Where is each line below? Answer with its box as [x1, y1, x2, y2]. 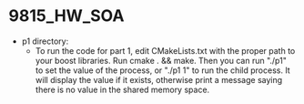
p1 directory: [21, 36, 69, 47]
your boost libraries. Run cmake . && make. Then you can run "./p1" [35, 55, 288, 66]
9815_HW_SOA [8, 5, 125, 26]
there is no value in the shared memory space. [35, 84, 210, 95]
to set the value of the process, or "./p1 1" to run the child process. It [35, 65, 290, 76]
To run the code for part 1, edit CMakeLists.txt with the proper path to [35, 45, 296, 56]
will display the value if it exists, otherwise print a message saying [35, 74, 283, 85]
